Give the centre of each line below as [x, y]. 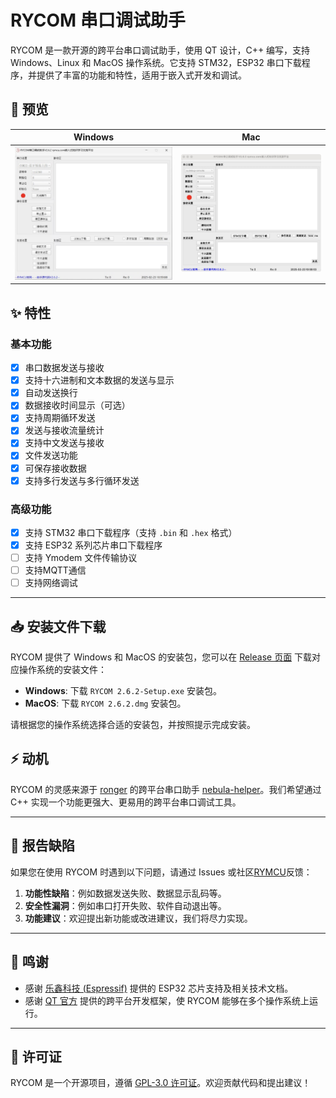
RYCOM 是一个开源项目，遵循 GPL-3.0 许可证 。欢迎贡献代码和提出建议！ [161, 1083]
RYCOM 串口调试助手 [98, 20]
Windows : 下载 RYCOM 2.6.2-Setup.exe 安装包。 [123, 691]
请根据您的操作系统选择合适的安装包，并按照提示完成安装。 [133, 725]
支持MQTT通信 [55, 570]
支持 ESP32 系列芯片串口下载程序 [93, 545]
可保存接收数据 [55, 468]
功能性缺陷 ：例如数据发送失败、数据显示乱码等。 [125, 893]
